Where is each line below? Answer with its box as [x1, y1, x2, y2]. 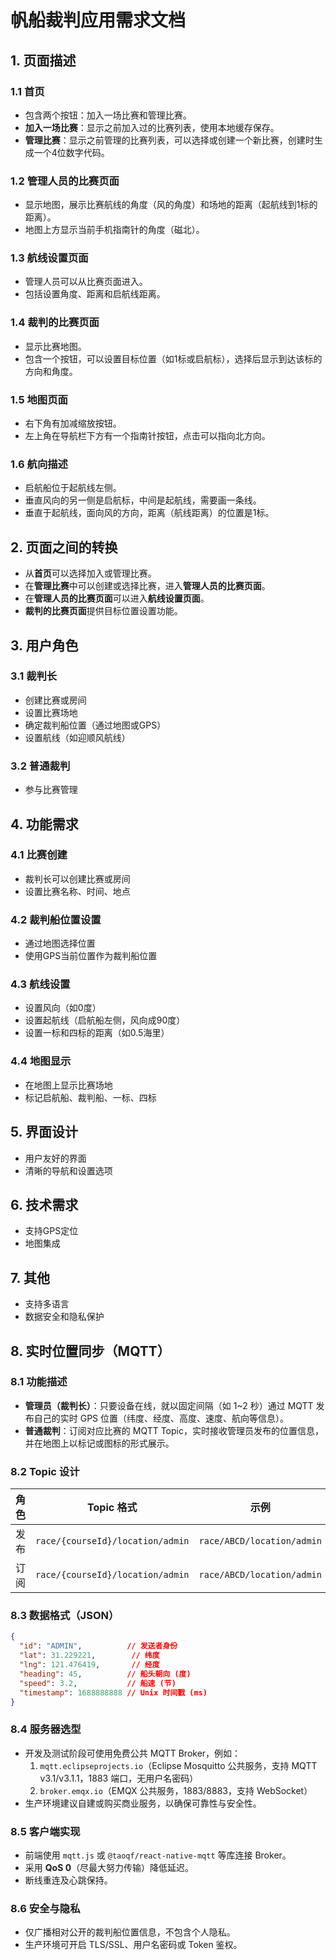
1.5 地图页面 [10, 392, 68, 406]
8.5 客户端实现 [10, 1824, 81, 1838]
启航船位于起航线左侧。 [24, 482, 122, 494]
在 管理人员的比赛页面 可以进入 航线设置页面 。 [24, 592, 210, 605]
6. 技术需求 [10, 1196, 79, 1213]
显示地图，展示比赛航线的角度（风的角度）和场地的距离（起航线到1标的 [24, 199, 318, 211]
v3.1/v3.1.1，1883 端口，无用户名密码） [39, 1772, 199, 1784]
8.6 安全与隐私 [10, 1901, 81, 1915]
